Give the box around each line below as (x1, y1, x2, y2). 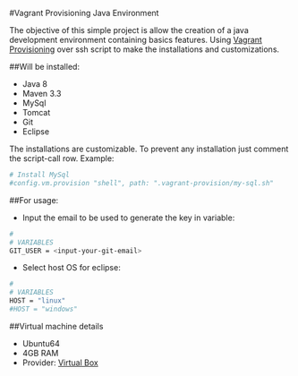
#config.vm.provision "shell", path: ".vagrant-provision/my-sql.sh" (9, 178, 275, 187)
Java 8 (21, 79, 47, 89)
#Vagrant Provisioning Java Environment (9, 8, 159, 18)
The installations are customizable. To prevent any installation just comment (9, 143, 289, 154)
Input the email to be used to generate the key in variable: (21, 212, 235, 223)
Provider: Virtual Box (21, 357, 98, 368)
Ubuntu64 (21, 338, 60, 348)
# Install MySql (9, 170, 70, 179)
